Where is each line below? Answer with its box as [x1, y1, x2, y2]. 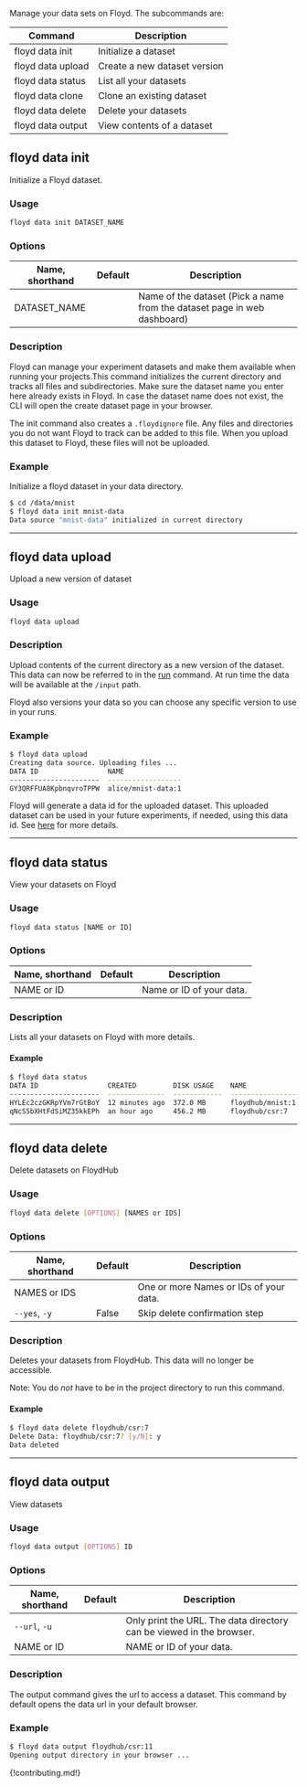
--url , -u [14, 1620, 52, 1633]
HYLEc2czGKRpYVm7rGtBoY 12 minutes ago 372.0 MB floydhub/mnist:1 [9, 1098, 297, 1107]
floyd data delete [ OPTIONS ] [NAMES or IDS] [9, 1208, 182, 1218]
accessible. [9, 1365, 53, 1376]
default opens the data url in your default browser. [9, 1698, 198, 1709]
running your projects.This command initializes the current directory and [9, 370, 281, 382]
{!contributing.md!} [9, 1767, 81, 1778]
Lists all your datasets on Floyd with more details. [9, 1032, 196, 1043]
